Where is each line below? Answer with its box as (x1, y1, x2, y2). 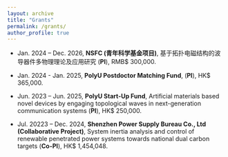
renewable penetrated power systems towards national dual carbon (17, 135, 210, 143)
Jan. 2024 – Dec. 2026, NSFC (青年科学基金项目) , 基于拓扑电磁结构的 (17, 49, 216, 57)
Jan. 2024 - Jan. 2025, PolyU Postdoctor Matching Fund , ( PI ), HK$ (17, 72, 211, 80)
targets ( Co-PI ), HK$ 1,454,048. (17, 142, 108, 150)
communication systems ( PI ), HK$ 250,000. (17, 107, 142, 115)
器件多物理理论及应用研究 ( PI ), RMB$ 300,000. (23, 58, 157, 66)
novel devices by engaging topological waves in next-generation (17, 99, 202, 107)
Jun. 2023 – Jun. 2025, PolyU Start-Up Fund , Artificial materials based (17, 92, 220, 101)
